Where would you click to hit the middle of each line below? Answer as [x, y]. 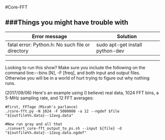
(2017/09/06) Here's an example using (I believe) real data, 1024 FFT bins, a [82, 92]
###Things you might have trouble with [67, 22]
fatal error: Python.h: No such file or [49, 45]
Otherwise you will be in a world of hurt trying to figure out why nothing [77, 78]
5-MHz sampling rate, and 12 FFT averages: [49, 98]
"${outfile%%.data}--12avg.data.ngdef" [46, 133]
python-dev [110, 51]
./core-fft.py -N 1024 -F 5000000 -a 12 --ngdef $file [62, 111]
